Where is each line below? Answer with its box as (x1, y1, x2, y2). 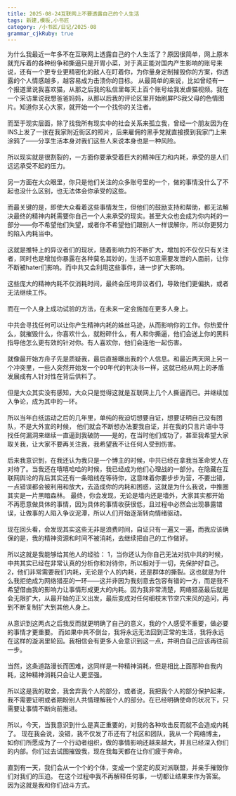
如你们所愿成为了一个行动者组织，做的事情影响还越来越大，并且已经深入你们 (7, 738, 229, 747)
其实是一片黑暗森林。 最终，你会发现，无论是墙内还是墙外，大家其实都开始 (7, 492, 225, 500)
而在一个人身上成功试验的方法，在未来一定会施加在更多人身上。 (7, 304, 192, 313)
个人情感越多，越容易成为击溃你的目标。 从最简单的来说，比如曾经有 (19, 77, 218, 85)
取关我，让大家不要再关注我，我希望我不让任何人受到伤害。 (7, 440, 180, 449)
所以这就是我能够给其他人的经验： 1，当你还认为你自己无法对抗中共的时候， (7, 550, 227, 559)
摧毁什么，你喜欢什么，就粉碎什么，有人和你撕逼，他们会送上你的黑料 (25, 330, 229, 338)
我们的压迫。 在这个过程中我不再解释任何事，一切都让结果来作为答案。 (19, 772, 225, 781)
